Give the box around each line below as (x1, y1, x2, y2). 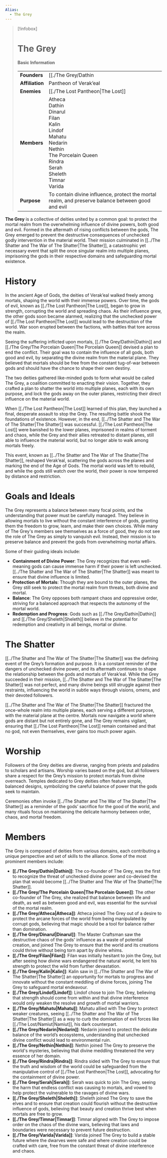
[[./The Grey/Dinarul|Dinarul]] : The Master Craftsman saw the (12, 931, 141, 937)
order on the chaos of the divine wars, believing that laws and (12, 1121, 139, 1127)
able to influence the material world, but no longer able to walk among (5, 437, 149, 443)
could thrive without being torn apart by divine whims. (12, 947, 123, 953)
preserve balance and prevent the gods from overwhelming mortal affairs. (5, 539, 157, 545)
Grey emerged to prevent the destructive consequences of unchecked (5, 232, 150, 238)
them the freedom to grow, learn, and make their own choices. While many (5, 523, 158, 529)
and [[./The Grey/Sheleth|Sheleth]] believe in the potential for (12, 616, 138, 622)
